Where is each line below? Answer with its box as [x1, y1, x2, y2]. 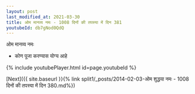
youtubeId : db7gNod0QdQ [6, 25, 65, 31]
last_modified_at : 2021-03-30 [6, 14, 80, 20]
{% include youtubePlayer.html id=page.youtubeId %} [6, 64, 137, 71]
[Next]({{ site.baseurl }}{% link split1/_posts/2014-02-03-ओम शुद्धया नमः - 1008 [6, 75, 190, 82]
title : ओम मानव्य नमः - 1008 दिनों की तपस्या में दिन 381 [6, 19, 122, 25]
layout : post [6, 8, 38, 15]
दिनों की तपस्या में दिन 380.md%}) [6, 82, 75, 89]
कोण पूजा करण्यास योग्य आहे [14, 53, 68, 60]
